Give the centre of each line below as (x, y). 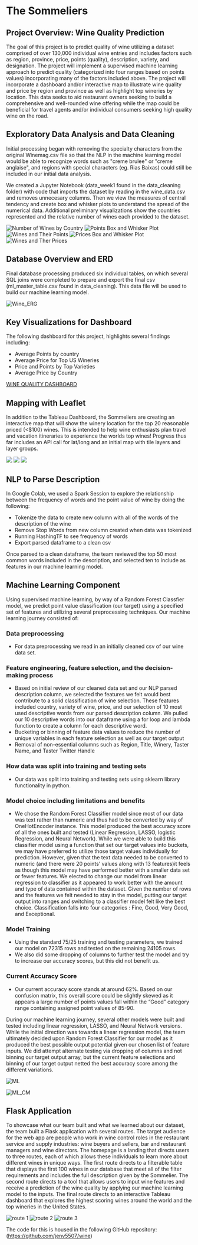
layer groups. (22, 449)
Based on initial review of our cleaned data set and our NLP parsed (96, 688)
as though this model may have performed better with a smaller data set (102, 870)
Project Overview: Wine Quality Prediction (85, 33)
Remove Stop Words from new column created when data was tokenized (103, 530)
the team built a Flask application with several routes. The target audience (96, 1132)
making (17, 676)
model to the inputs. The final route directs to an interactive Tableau (88, 1194)
